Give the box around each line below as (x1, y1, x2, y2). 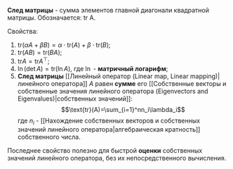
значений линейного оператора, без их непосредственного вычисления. (7, 154, 227, 163)
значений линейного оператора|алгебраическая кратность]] (17, 125, 201, 134)
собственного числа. (17, 133, 81, 142)
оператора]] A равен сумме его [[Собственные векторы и (51, 79, 227, 87)
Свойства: (7, 27, 39, 35)
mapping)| (189, 72, 220, 80)
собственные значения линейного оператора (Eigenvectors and (17, 87, 208, 95)
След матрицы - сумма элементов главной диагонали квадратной (7, 6, 209, 14)
